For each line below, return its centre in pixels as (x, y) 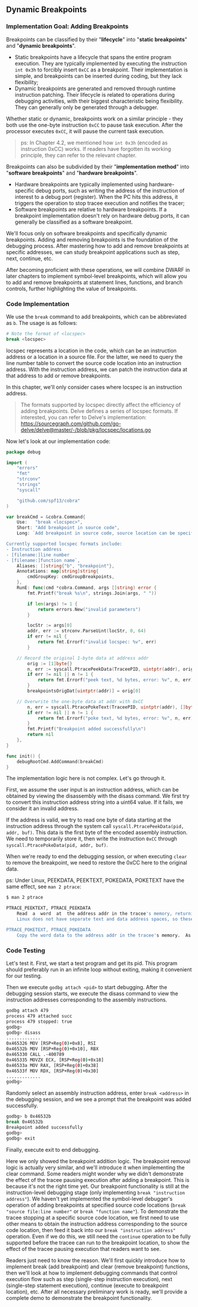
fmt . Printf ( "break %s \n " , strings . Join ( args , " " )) (92, 593)
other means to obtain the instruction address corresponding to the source (97, 1224)
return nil (41, 735)
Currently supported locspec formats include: (64, 544)
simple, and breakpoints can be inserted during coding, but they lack (98, 75)
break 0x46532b (25, 1122)
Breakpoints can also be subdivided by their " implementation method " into (98, 166)
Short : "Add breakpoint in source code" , (68, 528)
